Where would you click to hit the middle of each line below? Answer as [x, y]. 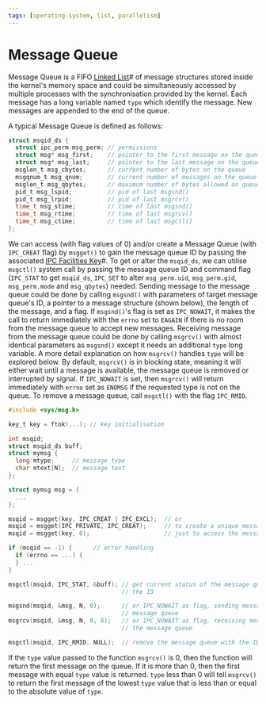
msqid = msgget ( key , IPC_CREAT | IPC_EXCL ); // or [95, 519]
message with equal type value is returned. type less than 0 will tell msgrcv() [133, 674]
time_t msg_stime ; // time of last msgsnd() [104, 207]
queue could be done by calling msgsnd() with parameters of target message [133, 294]
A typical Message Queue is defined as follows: [86, 126]
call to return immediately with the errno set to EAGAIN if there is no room [126, 319]
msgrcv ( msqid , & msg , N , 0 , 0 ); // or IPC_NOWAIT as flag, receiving [127, 621]
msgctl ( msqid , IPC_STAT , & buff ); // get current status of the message [129, 584]
